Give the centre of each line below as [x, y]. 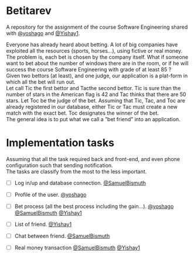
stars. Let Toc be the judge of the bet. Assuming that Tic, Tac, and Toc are [96, 100]
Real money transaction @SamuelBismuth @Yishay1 [77, 248]
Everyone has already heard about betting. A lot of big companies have [92, 44]
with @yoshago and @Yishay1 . [43, 33]
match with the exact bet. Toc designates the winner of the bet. [83, 113]
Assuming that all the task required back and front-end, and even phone [93, 159]
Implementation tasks [60, 143]
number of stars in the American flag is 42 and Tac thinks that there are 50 [96, 94]
